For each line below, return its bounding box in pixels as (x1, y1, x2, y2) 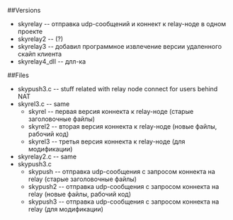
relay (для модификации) (28, 205, 104, 213)
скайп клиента (17, 50, 62, 58)
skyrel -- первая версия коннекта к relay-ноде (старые (28, 108, 194, 115)
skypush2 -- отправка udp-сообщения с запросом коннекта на (28, 183, 220, 190)
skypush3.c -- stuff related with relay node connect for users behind (17, 85, 218, 93)
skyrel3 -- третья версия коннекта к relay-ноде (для (28, 137, 186, 146)
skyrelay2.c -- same (17, 152, 76, 161)
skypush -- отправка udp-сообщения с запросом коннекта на (28, 168, 216, 175)
